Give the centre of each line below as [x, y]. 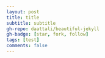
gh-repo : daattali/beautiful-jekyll [53, 29]
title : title [23, 18]
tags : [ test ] [23, 40]
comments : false [27, 46]
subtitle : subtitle [31, 23]
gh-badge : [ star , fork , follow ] [47, 34]
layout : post [23, 12]
